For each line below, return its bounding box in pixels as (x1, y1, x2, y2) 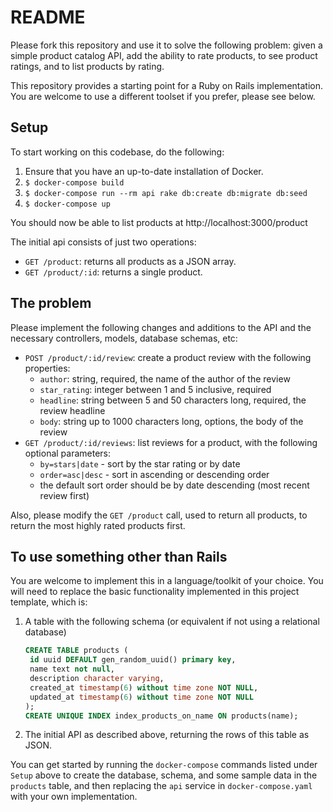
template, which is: (10, 596, 88, 608)
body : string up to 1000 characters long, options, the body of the (39, 415, 304, 427)
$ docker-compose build (24, 177, 125, 188)
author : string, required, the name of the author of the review (39, 372, 291, 385)
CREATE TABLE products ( (24, 646, 129, 656)
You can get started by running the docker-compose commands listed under (10, 759, 318, 771)
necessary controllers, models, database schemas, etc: (10, 332, 238, 344)
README (10, 6, 86, 29)
